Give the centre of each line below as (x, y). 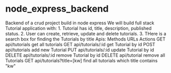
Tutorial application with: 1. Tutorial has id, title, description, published (79, 28)
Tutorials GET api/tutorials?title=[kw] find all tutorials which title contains (81, 60)
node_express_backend (57, 9)
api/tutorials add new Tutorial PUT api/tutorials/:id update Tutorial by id (80, 50)
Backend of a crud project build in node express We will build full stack (80, 23)
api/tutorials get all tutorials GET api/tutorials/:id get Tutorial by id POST (80, 44)
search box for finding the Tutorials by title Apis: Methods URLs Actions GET (86, 39)
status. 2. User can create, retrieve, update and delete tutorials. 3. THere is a (86, 33)
